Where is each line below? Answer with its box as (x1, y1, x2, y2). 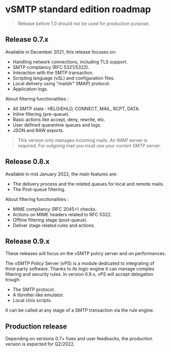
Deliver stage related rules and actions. (12, 222, 95, 228)
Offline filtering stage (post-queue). (12, 217, 88, 223)
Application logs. (12, 86, 48, 92)
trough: (5, 276, 21, 283)
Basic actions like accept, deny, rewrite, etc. (12, 116, 106, 122)
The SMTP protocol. (12, 287, 55, 293)
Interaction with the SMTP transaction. (12, 69, 94, 76)
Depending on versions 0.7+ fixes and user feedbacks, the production (5, 336, 153, 342)
